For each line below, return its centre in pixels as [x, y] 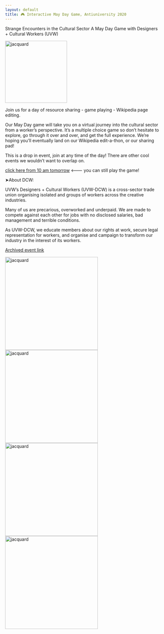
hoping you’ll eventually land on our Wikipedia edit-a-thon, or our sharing [80, 140]
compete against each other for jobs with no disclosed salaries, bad [74, 215]
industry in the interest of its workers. [43, 240]
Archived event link [25, 250]
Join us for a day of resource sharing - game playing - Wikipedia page [77, 110]
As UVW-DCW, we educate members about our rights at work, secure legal [82, 230]
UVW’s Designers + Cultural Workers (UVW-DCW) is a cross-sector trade [80, 190]
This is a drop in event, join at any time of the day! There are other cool [77, 155]
